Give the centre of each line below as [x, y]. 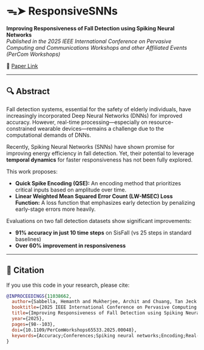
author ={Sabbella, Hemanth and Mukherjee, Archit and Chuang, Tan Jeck [104, 302]
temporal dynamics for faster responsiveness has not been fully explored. [100, 160]
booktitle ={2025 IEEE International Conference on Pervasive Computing [104, 307]
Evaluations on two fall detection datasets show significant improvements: [99, 221]
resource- [161, 122]
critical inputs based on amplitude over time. [70, 190]
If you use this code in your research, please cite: [68, 285]
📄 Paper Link [22, 66]
